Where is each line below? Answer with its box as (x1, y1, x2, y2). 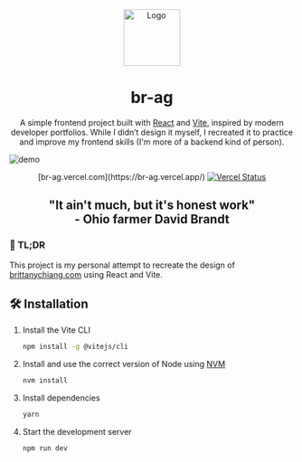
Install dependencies (22, 392, 101, 403)
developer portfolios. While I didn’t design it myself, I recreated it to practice (10, 127, 294, 137)
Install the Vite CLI (22, 325, 90, 335)
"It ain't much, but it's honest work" (48, 198, 256, 213)
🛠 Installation (9, 297, 89, 312)
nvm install (22, 376, 68, 385)
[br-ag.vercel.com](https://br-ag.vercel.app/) (37, 171, 206, 182)
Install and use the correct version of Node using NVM (22, 359, 226, 370)
